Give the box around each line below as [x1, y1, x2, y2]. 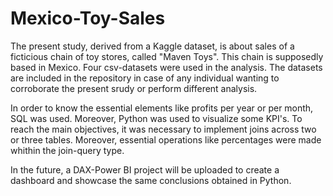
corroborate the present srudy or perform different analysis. [10, 82, 258, 94]
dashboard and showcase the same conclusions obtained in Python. [10, 174, 292, 186]
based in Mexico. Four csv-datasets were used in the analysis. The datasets [10, 61, 323, 73]
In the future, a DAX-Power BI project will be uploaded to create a [10, 163, 280, 176]
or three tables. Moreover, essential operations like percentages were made [10, 133, 322, 146]
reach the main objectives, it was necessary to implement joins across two [10, 123, 317, 135]
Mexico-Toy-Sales [10, 7, 166, 30]
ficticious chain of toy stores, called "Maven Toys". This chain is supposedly [10, 50, 324, 62]
